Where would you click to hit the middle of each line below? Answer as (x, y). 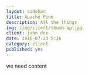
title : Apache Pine (30, 17)
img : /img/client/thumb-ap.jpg (44, 28)
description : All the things (42, 22)
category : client (27, 44)
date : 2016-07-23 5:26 (34, 38)
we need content (26, 66)
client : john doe (27, 33)
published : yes (25, 50)
